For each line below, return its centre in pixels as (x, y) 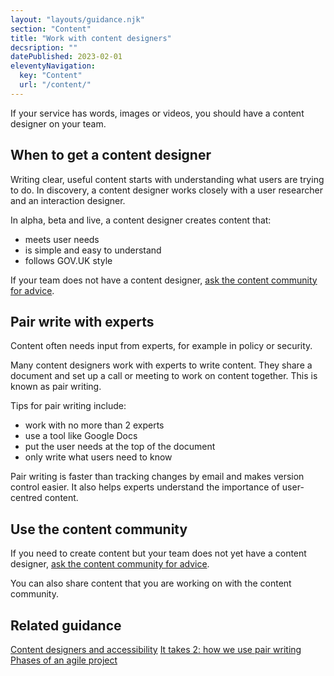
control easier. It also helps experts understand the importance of (145, 487)
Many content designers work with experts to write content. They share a (161, 365)
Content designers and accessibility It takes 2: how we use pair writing (156, 649)
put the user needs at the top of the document (120, 447)
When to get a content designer (111, 155)
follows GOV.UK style (68, 260)
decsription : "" (44, 47)
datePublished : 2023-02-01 (66, 57)
